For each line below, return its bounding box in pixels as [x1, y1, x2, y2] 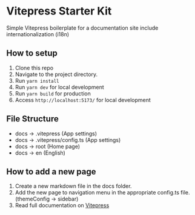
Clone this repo [15, 64, 53, 71]
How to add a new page [6, 166, 96, 176]
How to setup [6, 48, 58, 59]
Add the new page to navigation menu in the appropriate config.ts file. [15, 189, 190, 196]
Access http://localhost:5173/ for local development [15, 96, 151, 103]
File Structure [6, 114, 59, 124]
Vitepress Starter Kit [6, 4, 112, 18]
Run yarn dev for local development [15, 83, 104, 91]
